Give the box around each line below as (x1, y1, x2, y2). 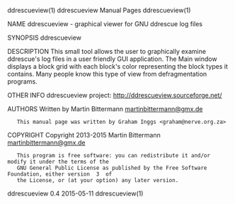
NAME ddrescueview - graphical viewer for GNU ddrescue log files (7, 20, 203, 28)
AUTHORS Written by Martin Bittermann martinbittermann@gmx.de (7, 105, 203, 113)
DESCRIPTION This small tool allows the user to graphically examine (7, 47, 207, 55)
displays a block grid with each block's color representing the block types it (7, 62, 229, 70)
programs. (7, 77, 38, 86)
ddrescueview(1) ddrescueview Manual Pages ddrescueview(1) (7, 6, 191, 14)
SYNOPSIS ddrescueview (7, 33, 81, 42)
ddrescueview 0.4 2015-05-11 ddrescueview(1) (7, 189, 144, 198)
